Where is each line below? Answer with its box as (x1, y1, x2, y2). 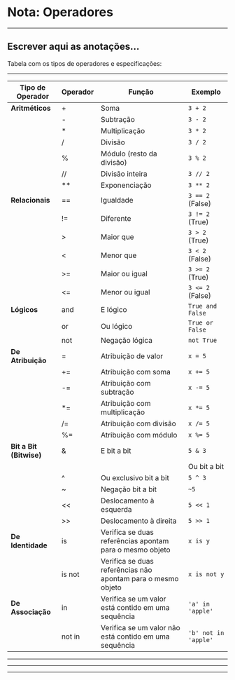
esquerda (100, 504, 132, 514)
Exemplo (191, 87, 222, 97)
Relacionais (10, 195, 50, 205)
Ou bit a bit (187, 461, 225, 471)
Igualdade (100, 195, 134, 205)
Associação (10, 607, 51, 617)
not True (187, 336, 218, 344)
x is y (187, 537, 210, 545)
